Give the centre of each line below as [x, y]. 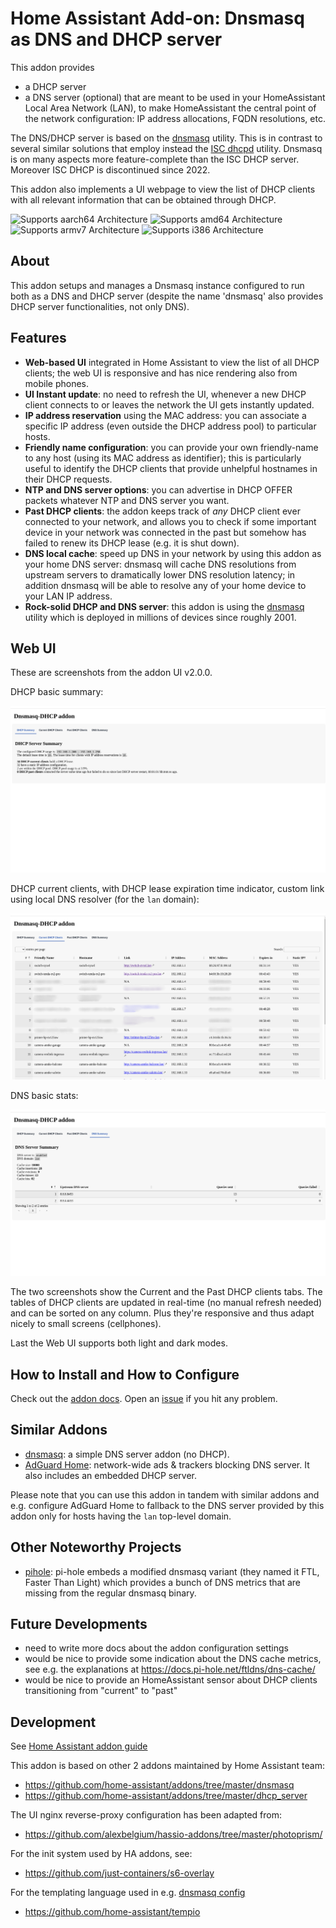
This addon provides [52, 67]
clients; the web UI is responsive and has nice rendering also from [161, 373]
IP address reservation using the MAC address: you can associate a [165, 415]
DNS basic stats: [44, 1095]
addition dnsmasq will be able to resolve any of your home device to [165, 585]
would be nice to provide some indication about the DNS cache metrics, [173, 1659]
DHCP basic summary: [57, 692]
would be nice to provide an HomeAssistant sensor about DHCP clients [171, 1680]
